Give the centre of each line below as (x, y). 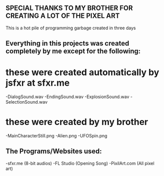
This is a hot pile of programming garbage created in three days (71, 28)
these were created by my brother (77, 122)
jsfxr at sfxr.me (38, 83)
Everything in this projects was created (67, 43)
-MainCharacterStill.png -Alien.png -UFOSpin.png (56, 136)
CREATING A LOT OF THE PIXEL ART (63, 16)
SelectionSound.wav (27, 102)
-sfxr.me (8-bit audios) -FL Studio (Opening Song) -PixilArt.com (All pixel (80, 163)
